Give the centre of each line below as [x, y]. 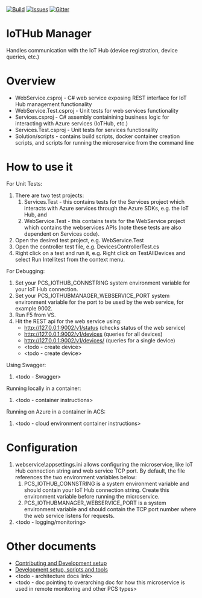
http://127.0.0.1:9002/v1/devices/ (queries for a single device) [100, 340]
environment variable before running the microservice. [92, 496]
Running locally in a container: [44, 388]
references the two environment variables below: [76, 477]
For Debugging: [26, 271]
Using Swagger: [26, 365]
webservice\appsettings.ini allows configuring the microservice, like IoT [104, 464]
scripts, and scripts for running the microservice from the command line [104, 142]
